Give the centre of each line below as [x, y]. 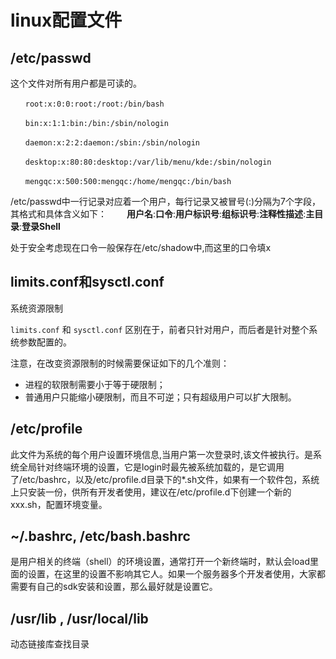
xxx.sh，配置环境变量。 [59, 504]
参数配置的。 [45, 342]
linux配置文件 [66, 20]
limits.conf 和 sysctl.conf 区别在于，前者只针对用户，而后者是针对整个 [160, 329]
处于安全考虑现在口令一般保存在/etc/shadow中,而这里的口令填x [141, 247]
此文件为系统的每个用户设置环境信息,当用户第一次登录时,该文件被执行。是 [162, 454]
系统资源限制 [36, 308]
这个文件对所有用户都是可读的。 [76, 83]
